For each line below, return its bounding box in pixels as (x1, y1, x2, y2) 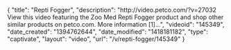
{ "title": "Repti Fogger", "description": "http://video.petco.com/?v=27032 (7, 6, 217, 14)
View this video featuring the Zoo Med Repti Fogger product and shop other (7, 13, 224, 21)
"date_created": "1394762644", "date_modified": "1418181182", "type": (7, 27, 208, 36)
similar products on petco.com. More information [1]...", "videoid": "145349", (7, 21, 225, 28)
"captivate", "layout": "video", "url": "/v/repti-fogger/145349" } (7, 35, 185, 43)
